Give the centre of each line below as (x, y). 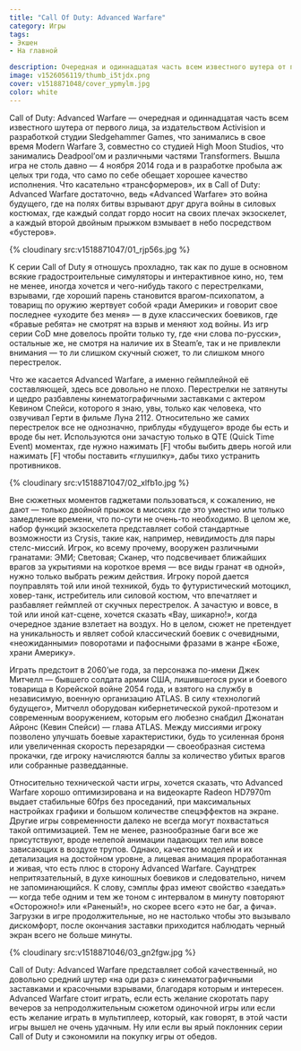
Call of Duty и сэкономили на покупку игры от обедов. (113, 1036)
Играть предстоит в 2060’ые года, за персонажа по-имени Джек (134, 670)
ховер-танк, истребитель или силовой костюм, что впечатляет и (133, 595)
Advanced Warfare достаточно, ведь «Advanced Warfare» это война (139, 194)
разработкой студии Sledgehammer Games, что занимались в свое (138, 136)
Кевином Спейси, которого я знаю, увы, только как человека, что (135, 408)
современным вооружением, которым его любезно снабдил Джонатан (146, 717)
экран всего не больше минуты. (71, 934)
